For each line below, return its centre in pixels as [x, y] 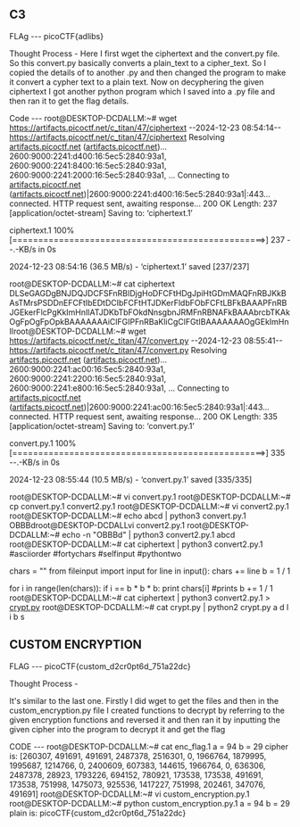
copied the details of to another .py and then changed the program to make [148, 72]
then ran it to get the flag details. [69, 101]
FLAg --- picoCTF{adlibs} [57, 36]
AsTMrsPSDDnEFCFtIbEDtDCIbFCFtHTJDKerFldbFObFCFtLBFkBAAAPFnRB [148, 302]
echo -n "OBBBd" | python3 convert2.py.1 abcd [149, 534]
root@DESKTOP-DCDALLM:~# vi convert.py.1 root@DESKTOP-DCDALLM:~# [150, 496]
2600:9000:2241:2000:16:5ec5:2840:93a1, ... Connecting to [120, 175]
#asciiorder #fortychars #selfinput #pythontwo [96, 553]
